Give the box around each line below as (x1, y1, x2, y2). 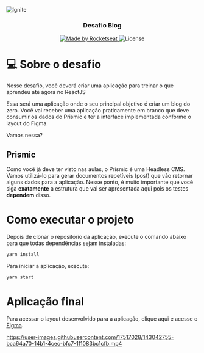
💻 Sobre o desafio (6, 57, 102, 71)
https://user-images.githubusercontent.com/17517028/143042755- (6, 333, 174, 341)
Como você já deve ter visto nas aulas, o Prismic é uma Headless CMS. (6, 166, 185, 173)
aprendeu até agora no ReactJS (6, 89, 86, 96)
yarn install (6, 251, 40, 257)
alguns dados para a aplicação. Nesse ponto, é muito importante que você (6, 178, 194, 186)
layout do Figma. (6, 120, 49, 127)
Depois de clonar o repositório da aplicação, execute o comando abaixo (6, 233, 187, 240)
